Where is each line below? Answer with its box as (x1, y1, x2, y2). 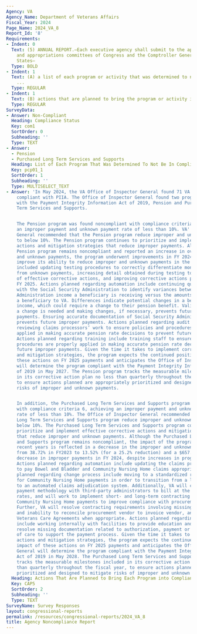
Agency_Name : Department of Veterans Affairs (6, 14, 119, 20)
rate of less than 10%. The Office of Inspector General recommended (16, 412, 191, 418)
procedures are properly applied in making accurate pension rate (16, 341, 182, 347)
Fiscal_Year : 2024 (6, 19, 51, 25)
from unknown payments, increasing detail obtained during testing (16, 270, 185, 276)
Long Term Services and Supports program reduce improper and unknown (16, 417, 193, 423)
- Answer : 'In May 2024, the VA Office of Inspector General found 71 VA (6, 189, 191, 194)
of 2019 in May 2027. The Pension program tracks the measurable (16, 368, 180, 374)
